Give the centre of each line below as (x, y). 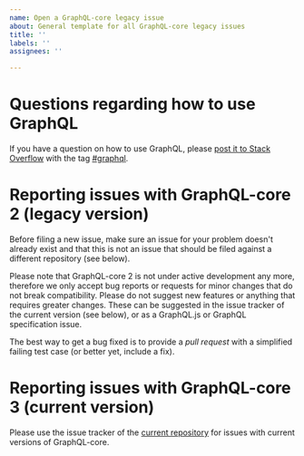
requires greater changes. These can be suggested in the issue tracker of (147, 305)
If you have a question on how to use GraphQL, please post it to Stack (140, 149)
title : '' (28, 34)
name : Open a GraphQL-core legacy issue (87, 18)
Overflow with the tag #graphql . (69, 159)
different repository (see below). (70, 258)
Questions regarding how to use (132, 104)
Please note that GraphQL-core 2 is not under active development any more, (152, 276)
